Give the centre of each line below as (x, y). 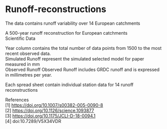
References (17, 100)
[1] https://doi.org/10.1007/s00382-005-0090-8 (54, 105)
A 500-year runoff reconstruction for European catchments (66, 33)
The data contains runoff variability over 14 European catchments (73, 23)
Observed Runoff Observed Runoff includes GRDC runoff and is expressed (82, 70)
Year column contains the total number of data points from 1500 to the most (83, 48)
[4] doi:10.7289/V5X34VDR (33, 121)
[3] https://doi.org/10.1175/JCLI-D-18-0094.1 (50, 116)
